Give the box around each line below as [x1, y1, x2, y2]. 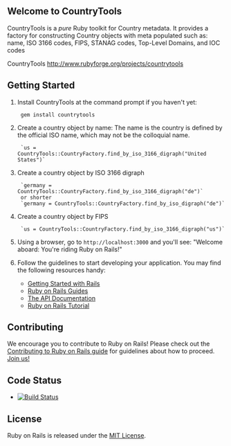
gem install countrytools [20, 111, 95, 118]
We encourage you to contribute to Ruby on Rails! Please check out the [7, 339, 210, 348]
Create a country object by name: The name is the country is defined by [17, 123, 223, 132]
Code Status [7, 374, 62, 386]
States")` [17, 156, 46, 163]
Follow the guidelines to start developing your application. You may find [17, 258, 221, 267]
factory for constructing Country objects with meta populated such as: [7, 31, 208, 39]
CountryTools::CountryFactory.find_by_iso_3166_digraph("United [17, 150, 207, 157]
